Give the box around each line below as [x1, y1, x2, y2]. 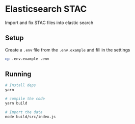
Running [5, 70, 32, 78]
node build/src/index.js [5, 114, 56, 119]
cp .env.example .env [5, 56, 50, 61]
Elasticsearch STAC [5, 3, 87, 15]
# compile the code [5, 97, 45, 101]
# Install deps [5, 83, 36, 88]
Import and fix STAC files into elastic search [5, 20, 94, 25]
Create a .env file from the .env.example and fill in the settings [5, 47, 130, 52]
